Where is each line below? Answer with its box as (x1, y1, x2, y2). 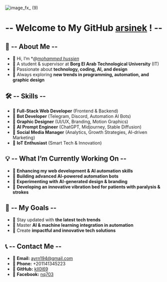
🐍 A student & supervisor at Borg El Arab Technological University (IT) (12, 61, 159, 67)
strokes (12, 189, 29, 195)
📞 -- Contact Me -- (5, 242, 62, 250)
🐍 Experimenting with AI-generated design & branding (12, 178, 127, 184)
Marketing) (12, 134, 35, 140)
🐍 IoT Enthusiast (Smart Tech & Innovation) (12, 139, 102, 146)
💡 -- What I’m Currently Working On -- (5, 155, 126, 163)
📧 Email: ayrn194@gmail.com (12, 255, 73, 261)
